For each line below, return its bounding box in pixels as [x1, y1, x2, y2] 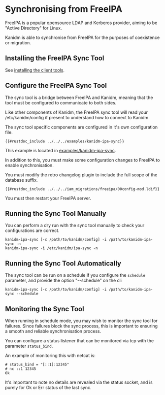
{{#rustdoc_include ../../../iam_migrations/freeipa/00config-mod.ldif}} [5, 186, 160, 192]
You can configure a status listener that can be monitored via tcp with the [5, 338, 154, 343]
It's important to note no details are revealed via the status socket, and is [5, 379, 153, 385]
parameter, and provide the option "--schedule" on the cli [5, 277, 122, 284]
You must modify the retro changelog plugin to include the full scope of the [5, 171, 158, 178]
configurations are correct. [5, 228, 60, 233]
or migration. [5, 39, 31, 45]
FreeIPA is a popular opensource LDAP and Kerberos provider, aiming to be [5, 20, 158, 26]
